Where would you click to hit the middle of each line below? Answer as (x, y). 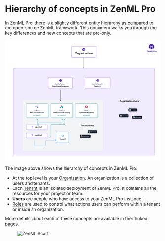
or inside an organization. (38, 209)
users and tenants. (31, 183)
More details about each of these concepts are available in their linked (76, 219)
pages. (12, 224)
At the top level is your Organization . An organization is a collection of (83, 178)
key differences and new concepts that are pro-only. (58, 33)
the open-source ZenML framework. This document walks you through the (81, 27)
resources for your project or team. (48, 194)
